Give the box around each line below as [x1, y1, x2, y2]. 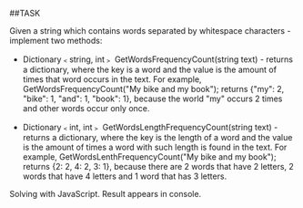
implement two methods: [9, 36, 103, 46]
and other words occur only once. [22, 103, 150, 113]
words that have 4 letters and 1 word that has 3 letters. [22, 171, 227, 182]
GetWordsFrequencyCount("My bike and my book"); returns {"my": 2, [22, 84, 285, 94]
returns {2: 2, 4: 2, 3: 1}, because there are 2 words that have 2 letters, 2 [22, 161, 294, 172]
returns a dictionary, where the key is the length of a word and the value [22, 132, 293, 142]
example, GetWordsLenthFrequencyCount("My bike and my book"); [22, 151, 277, 162]
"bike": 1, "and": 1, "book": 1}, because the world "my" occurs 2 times [22, 93, 283, 104]
